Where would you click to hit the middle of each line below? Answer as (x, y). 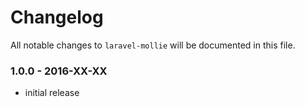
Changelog (57, 17)
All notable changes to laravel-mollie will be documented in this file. (153, 45)
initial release (52, 93)
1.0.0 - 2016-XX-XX (59, 71)
